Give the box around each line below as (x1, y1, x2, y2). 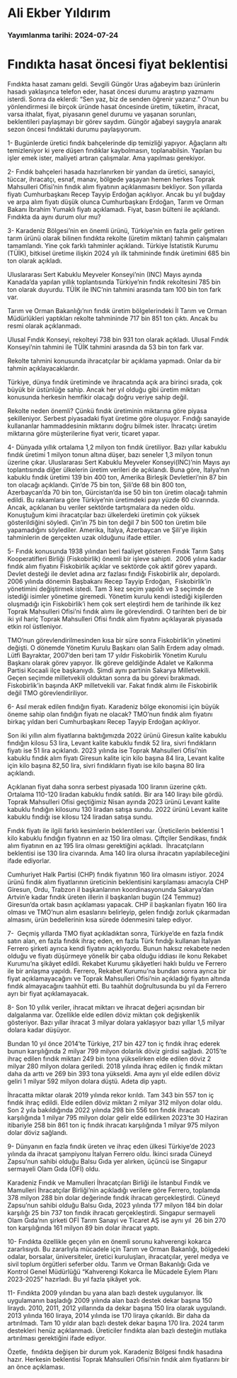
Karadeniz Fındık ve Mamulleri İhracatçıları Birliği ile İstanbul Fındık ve (7, 1178, 211, 1187)
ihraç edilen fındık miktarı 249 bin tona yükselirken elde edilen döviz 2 (7, 1054, 212, 1063)
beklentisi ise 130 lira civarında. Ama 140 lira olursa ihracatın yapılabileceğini (7, 849, 230, 858)
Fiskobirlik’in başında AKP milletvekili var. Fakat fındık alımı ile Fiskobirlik (7, 682, 218, 690)
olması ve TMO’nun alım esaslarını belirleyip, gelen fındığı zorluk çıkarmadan (7, 908, 231, 917)
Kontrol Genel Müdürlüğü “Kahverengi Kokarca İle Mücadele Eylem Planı (7, 1267, 218, 1276)
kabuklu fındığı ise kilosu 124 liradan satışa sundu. (7, 813, 154, 821)
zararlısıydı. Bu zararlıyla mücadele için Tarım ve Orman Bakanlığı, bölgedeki (7, 1245, 230, 1253)
